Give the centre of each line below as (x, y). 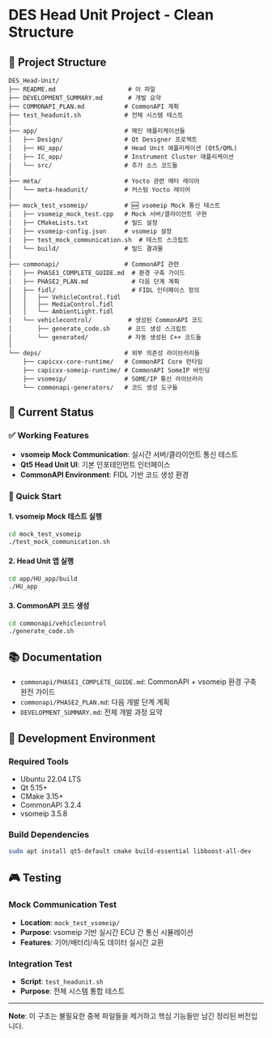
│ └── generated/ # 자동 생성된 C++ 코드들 (105, 338)
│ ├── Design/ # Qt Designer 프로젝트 (103, 140)
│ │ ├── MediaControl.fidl (61, 304)
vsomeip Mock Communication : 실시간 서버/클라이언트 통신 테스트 (129, 454)
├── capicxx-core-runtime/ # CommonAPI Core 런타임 (113, 362)
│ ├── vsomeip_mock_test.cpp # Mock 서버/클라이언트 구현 (108, 214)
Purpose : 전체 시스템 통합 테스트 (72, 991)
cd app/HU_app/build (43, 579)
